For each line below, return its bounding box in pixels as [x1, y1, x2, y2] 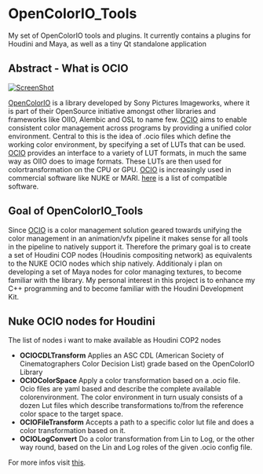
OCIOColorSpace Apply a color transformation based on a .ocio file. [19, 376, 241, 385]
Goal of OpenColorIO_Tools [8, 204, 144, 218]
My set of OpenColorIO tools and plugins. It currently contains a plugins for [8, 31, 251, 40]
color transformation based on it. [19, 426, 126, 435]
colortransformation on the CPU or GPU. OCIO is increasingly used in [8, 164, 232, 174]
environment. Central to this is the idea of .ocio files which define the [8, 131, 232, 141]
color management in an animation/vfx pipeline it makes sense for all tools [8, 233, 249, 243]
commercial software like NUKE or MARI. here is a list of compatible [8, 173, 228, 182]
